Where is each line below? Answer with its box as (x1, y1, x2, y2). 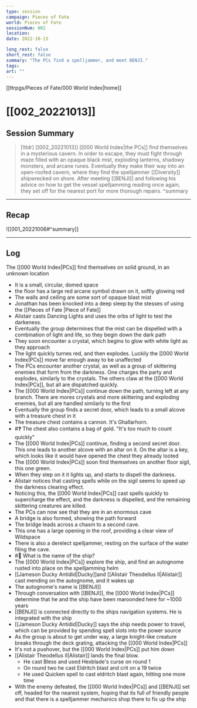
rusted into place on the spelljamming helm (14, 565, 119, 571)
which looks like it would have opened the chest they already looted (14, 453, 179, 459)
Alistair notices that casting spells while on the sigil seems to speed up (14, 477, 186, 484)
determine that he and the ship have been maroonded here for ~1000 (14, 596, 182, 602)
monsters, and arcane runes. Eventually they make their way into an (20, 163, 185, 170)
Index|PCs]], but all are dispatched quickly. (14, 381, 119, 388)
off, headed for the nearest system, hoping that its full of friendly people (14, 689, 189, 696)
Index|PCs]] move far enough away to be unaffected (14, 356, 142, 363)
